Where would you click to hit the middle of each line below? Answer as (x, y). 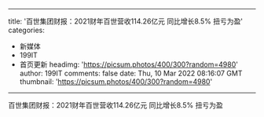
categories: (26, 30)
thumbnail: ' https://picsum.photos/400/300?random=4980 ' (116, 82)
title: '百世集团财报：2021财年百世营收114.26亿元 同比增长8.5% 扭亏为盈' (126, 21)
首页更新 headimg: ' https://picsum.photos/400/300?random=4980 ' (128, 64)
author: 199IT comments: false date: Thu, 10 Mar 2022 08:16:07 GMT (131, 73)
